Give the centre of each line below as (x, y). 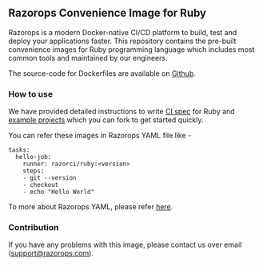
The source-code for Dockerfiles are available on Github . (102, 73)
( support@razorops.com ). (51, 253)
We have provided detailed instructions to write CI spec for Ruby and (122, 112)
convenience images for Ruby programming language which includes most (131, 49)
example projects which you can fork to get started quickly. (106, 120)
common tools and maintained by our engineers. (88, 58)
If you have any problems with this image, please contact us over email (125, 245)
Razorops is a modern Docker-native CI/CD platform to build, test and (123, 32)
